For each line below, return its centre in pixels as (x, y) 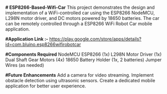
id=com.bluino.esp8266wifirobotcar (43, 44)
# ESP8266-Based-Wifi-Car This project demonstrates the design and (80, 7)
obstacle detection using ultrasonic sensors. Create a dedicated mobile (80, 80)
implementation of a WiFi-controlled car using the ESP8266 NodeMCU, (80, 13)
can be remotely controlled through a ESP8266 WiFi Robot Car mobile (79, 24)
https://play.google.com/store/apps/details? (96, 39)
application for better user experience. (46, 86)
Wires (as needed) (25, 65)
